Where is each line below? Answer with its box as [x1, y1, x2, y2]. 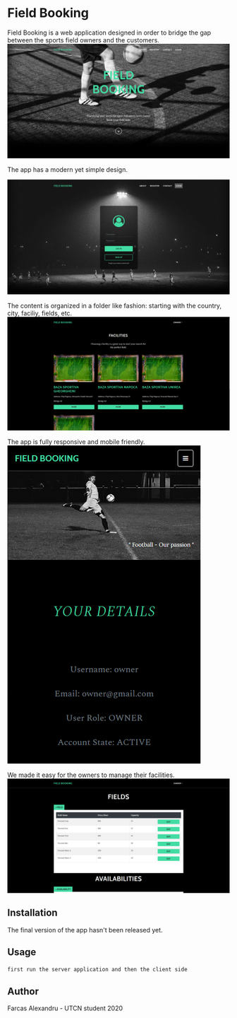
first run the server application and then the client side [7, 966, 188, 973]
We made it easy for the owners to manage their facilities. [7, 771, 175, 779]
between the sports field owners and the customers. [7, 35, 160, 44]
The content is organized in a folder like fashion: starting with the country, [7, 301, 222, 310]
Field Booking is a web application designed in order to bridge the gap [7, 28, 212, 37]
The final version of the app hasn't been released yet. [7, 925, 164, 934]
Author [7, 985, 39, 997]
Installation [7, 907, 58, 919]
